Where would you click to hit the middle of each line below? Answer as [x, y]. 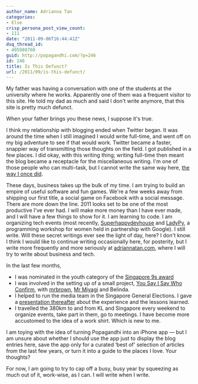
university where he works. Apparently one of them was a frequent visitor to [99, 95]
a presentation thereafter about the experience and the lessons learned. [102, 302]
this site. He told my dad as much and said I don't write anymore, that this [95, 101]
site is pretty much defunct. [39, 107]
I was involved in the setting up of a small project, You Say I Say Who [98, 283]
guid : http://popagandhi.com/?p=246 [51, 55]
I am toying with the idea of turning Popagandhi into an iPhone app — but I [96, 332]
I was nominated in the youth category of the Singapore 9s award [94, 277]
